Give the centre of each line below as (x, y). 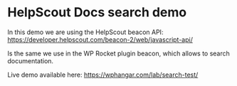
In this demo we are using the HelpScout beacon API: (85, 32)
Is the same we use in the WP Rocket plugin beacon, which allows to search (118, 53)
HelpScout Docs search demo (97, 12)
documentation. (31, 60)
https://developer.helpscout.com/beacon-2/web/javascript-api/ (100, 39)
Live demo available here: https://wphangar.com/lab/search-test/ (103, 75)
